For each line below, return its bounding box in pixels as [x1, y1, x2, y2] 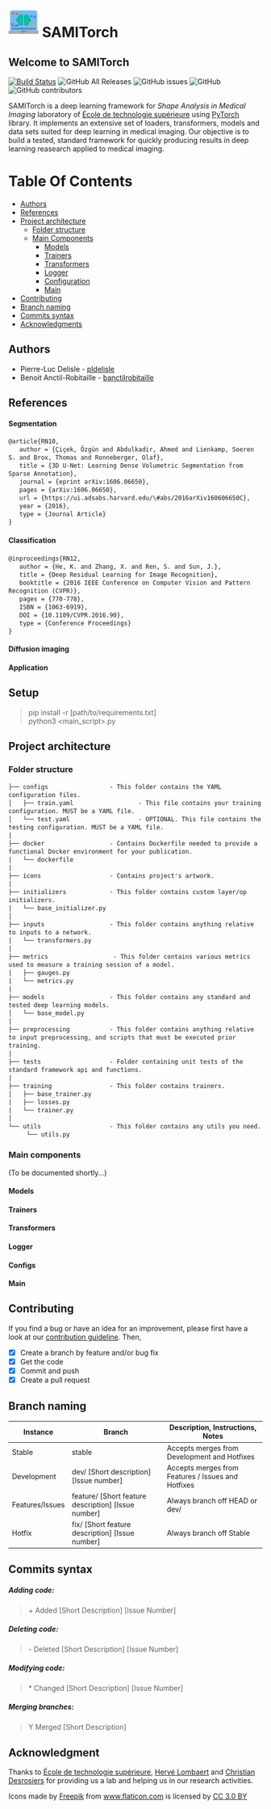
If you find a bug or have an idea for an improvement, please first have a [8, 1323, 248, 1333]
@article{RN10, [8, 437, 60, 446]
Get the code [19, 1356, 64, 1366]
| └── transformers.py [8, 937, 92, 945]
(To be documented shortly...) [8, 1167, 107, 1178]
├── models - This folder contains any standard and [8, 993, 251, 1001]
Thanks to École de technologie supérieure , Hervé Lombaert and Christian [8, 1767, 256, 1777]
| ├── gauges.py [8, 969, 70, 977]
